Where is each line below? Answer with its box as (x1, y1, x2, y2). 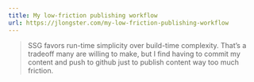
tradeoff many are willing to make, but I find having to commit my (27, 49, 241, 58)
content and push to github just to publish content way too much (27, 57, 240, 67)
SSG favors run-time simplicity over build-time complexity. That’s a (27, 40, 247, 50)
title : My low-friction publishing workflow (8, 11, 158, 20)
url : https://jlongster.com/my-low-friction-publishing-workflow (8, 19, 229, 27)
